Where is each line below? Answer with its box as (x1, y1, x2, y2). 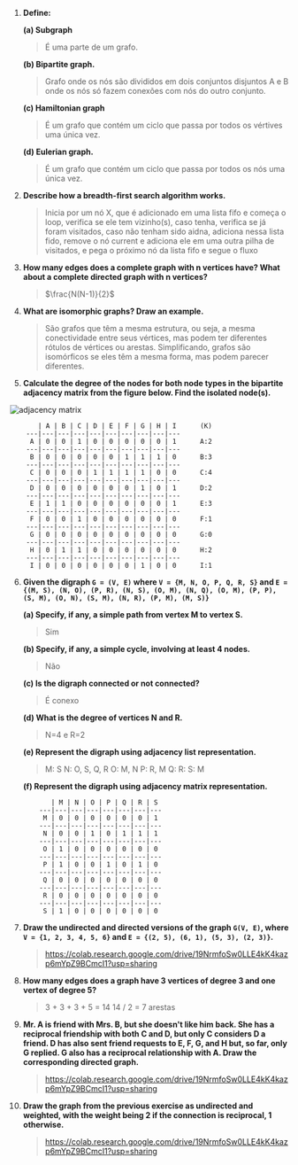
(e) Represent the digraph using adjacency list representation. (22, 747, 256, 757)
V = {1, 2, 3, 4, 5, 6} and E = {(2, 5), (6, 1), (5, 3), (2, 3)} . (22, 932, 274, 942)
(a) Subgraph (22, 25, 73, 35)
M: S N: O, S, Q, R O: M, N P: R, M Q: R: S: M (44, 764, 205, 774)
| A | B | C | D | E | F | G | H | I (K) (37, 422, 213, 431)
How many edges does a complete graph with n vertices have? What (22, 262, 281, 273)
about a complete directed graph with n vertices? (22, 272, 209, 282)
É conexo (44, 695, 80, 705)
